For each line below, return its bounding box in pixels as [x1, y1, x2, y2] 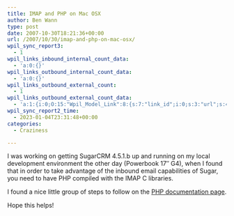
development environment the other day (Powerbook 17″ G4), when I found [7, 160, 223, 168]
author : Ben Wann [7, 17, 58, 24]
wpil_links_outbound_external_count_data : [7, 95, 132, 102]
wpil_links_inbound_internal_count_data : [7, 56, 130, 63]
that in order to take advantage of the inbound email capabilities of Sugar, [7, 167, 219, 175]
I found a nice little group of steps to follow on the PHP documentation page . [7, 187, 227, 196]
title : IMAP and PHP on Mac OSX [7, 10, 101, 17]
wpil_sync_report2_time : [7, 107, 79, 114]
